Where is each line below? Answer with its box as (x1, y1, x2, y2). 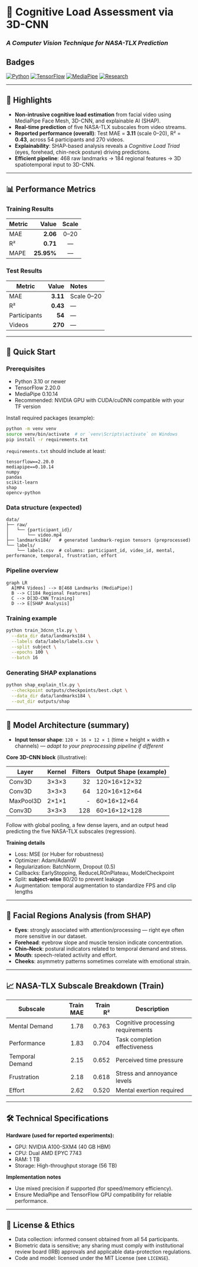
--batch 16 (11, 655, 38, 661)
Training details (6, 839, 45, 846)
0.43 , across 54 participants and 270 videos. (14, 135, 125, 143)
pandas (6, 474, 22, 481)
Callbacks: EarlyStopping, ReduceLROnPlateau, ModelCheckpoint (14, 869, 175, 876)
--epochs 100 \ (11, 649, 49, 656)
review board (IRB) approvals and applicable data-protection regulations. (14, 1248, 192, 1255)
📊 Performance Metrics (6, 184, 96, 194)
